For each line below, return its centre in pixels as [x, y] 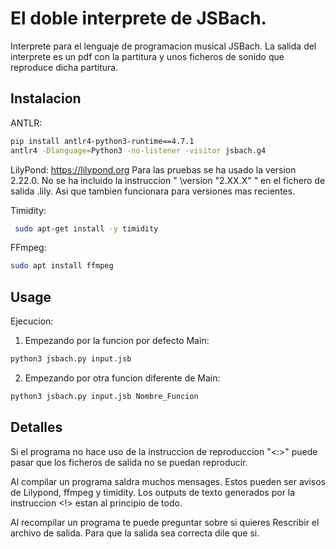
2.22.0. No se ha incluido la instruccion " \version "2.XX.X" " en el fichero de [168, 180]
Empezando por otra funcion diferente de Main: [122, 378]
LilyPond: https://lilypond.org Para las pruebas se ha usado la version [153, 169]
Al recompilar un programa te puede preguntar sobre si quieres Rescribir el [165, 522]
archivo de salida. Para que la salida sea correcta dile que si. [135, 533]
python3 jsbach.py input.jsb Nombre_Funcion [104, 396]
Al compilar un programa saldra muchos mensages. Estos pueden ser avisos [168, 481]
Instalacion [46, 98]
